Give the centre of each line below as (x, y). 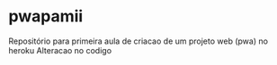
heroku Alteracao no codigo (60, 50)
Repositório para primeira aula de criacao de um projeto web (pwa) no (138, 41)
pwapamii (46, 16)
